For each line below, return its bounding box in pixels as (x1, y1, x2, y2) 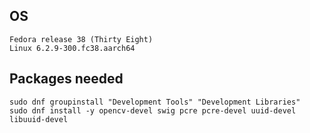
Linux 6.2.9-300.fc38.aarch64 (9, 43, 136, 53)
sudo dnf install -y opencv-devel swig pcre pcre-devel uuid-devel (9, 105, 297, 116)
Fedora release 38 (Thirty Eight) (9, 34, 154, 44)
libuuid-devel (9, 114, 69, 124)
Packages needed (9, 70, 124, 88)
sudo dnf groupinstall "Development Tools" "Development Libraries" (9, 97, 301, 107)
